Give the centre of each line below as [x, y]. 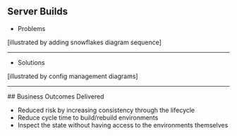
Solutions [31, 62]
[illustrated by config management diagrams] [73, 76]
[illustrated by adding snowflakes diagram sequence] [85, 42]
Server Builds [38, 12]
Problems [31, 28]
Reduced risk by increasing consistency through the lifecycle [106, 110]
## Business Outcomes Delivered [56, 96]
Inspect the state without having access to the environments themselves [123, 125]
